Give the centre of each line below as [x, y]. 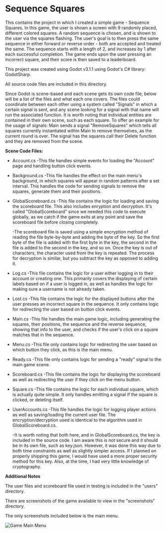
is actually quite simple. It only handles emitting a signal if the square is [85, 394]
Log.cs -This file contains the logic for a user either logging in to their [83, 273]
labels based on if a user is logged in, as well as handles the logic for [83, 284]
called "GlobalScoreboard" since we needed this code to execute [79, 212]
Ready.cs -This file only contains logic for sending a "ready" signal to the [87, 359]
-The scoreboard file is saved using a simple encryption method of [80, 231]
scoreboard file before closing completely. [55, 222]
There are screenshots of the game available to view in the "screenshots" [80, 501]
